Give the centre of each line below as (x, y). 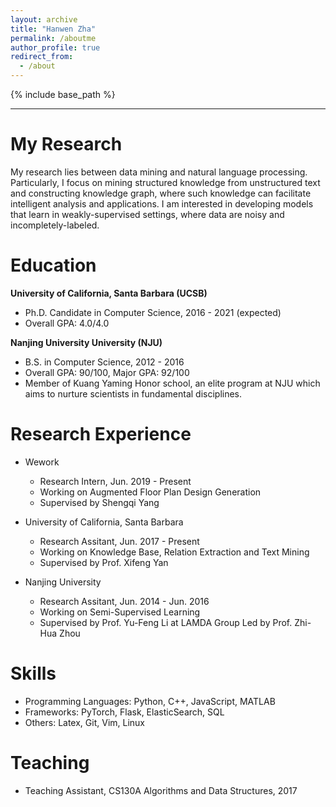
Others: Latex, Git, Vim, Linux (85, 722)
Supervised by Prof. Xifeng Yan (104, 562)
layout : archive (44, 19)
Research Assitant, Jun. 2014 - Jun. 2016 (124, 601)
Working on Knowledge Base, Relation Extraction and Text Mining (174, 552)
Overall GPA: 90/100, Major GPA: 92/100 (107, 372)
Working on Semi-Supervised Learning (120, 612)
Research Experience (101, 434)
